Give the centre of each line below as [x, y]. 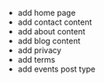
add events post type [56, 69]
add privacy [40, 50]
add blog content [49, 41]
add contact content [55, 22]
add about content [52, 31]
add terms [36, 60]
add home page [47, 13]
